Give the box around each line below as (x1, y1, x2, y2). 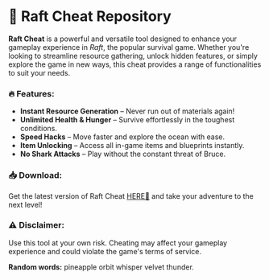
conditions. (19, 124, 58, 134)
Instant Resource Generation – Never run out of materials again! (19, 106, 235, 116)
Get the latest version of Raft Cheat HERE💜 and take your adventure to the (8, 191, 254, 200)
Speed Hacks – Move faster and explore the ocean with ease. (19, 132, 226, 142)
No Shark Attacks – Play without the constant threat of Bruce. (19, 149, 226, 159)
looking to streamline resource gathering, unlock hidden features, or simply (8, 51, 258, 60)
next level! (8, 200, 43, 209)
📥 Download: (8, 170, 63, 181)
